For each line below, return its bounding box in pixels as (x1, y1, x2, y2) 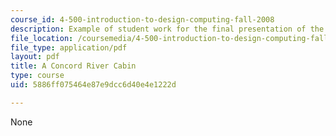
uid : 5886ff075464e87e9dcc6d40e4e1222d (10, 80, 177, 90)
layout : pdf (10, 52, 60, 62)
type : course (10, 71, 65, 81)
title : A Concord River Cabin (10, 61, 137, 71)
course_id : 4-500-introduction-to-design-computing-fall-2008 (10, 14, 275, 25)
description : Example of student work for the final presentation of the (10, 24, 325, 34)
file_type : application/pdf (10, 42, 128, 53)
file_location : (10, 33, 74, 43)
